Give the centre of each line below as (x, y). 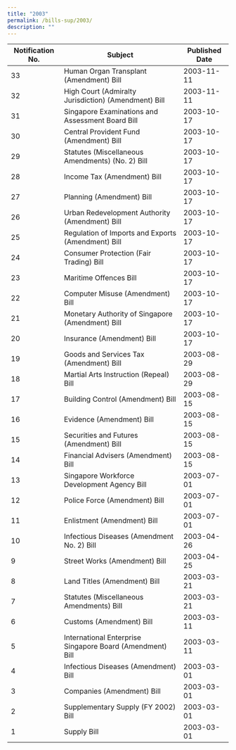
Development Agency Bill (105, 485)
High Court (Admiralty (100, 91)
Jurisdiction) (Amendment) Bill (114, 101)
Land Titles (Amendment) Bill (112, 581)
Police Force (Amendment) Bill (114, 500)
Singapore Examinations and (111, 112)
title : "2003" (28, 14)
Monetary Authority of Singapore (118, 314)
